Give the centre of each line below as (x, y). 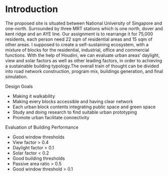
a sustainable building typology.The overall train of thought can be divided (82, 66)
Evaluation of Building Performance (42, 127)
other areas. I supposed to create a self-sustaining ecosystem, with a (77, 44)
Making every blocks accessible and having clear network (73, 101)
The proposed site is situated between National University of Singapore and (84, 23)
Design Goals (19, 86)
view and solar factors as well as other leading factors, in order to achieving (84, 60)
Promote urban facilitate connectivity (51, 117)
